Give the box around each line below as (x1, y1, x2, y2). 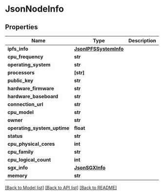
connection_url (7, 101, 43, 108)
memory (7, 172, 28, 179)
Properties (5, 23, 38, 31)
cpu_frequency (7, 54, 43, 60)
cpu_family (7, 149, 34, 155)
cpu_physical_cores (7, 140, 55, 147)
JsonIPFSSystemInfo (74, 45, 124, 52)
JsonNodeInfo (5, 3, 64, 15)
